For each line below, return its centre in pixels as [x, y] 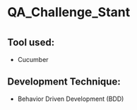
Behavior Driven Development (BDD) [71, 99]
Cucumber [33, 59]
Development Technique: [64, 82]
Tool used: [31, 43]
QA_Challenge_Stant [69, 12]
